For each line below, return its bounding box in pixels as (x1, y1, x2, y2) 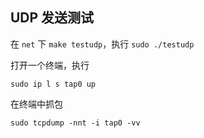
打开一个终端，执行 (10, 59, 90, 71)
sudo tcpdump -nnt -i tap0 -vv (10, 118, 141, 128)
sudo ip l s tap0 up (10, 79, 97, 89)
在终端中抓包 (10, 98, 63, 110)
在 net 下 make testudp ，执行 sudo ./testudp (10, 38, 195, 50)
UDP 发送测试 (10, 9, 95, 27)
